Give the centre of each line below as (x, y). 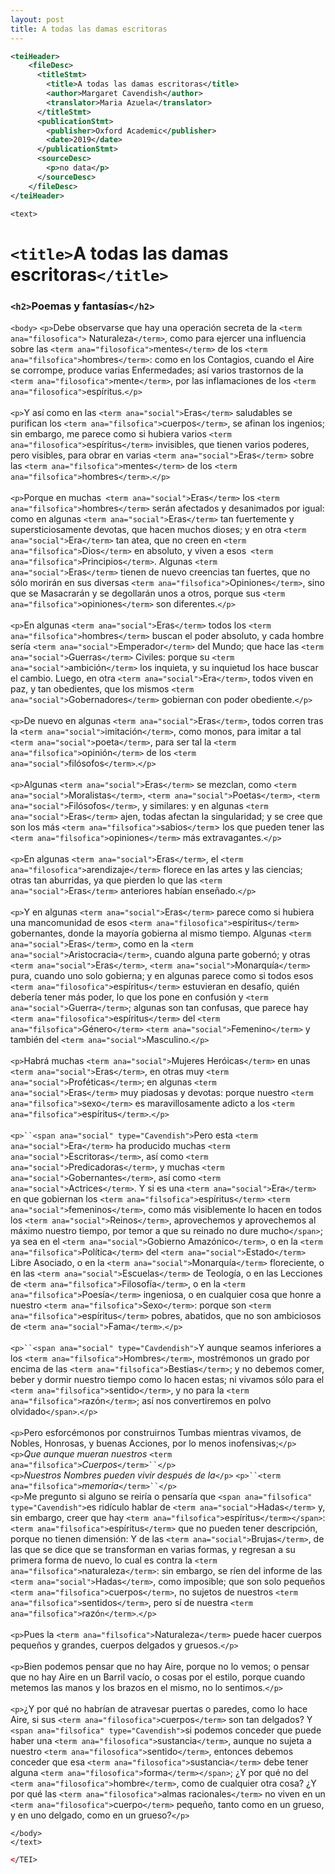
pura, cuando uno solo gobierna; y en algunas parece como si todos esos (162, 975)
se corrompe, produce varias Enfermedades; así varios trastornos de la (157, 370)
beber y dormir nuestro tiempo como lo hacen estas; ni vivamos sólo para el (167, 1379)
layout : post (37, 19)
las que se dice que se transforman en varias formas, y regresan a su (153, 1549)
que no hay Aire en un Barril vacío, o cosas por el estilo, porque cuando (158, 1677)
